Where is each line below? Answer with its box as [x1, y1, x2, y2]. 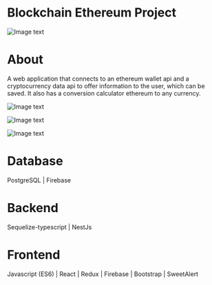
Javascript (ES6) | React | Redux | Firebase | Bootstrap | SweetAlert [7, 270, 198, 278]
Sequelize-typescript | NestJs [7, 222, 92, 231]
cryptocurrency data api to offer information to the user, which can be [7, 81, 205, 90]
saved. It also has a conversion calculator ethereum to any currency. [7, 89, 201, 97]
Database [7, 154, 63, 169]
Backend [7, 200, 59, 215]
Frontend [7, 246, 61, 262]
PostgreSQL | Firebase [7, 176, 71, 184]
